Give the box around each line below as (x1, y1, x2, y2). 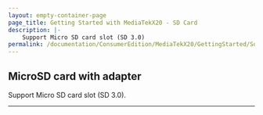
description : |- (8, 26, 61, 34)
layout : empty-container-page (8, 11, 107, 20)
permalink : (8, 41, 44, 49)
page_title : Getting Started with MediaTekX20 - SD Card (8, 19, 198, 27)
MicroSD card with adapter (8, 70, 142, 83)
